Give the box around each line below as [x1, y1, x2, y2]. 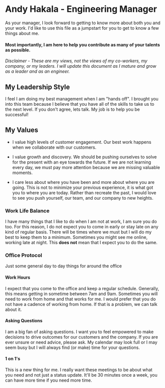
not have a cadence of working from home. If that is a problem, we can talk [5, 301, 158, 307]
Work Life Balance [5, 207, 50, 214]
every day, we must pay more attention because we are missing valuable [12, 164, 160, 170]
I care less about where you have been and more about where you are [12, 179, 155, 185]
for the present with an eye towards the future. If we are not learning [12, 159, 151, 165]
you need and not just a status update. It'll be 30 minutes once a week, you [5, 372, 158, 378]
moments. [12, 170, 33, 175]
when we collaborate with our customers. [12, 144, 97, 150]
